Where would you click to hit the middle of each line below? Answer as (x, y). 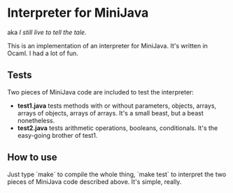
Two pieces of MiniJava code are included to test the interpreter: (101, 92)
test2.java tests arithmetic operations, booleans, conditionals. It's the (118, 128)
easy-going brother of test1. (57, 135)
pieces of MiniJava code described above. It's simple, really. (94, 181)
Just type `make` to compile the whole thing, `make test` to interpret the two (117, 174)
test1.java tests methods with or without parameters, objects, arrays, (117, 106)
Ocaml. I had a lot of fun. (43, 53)
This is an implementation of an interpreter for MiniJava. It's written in (108, 45)
